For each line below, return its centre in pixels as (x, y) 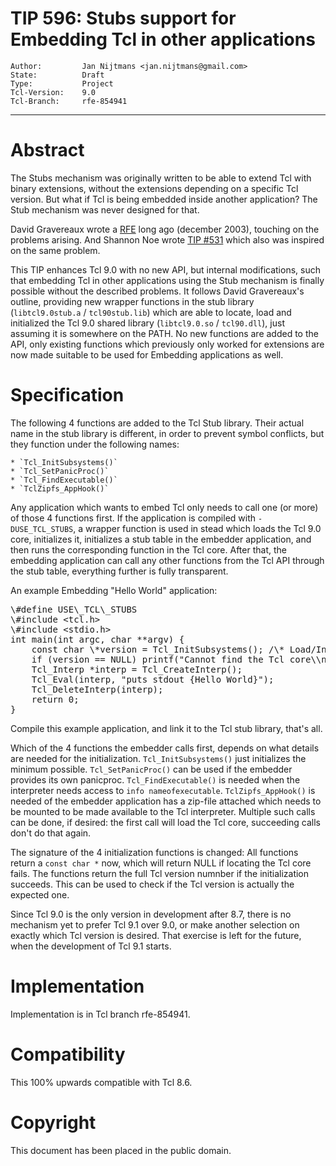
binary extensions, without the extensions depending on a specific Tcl (154, 188)
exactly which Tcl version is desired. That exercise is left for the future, (156, 935)
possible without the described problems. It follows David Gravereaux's (157, 291)
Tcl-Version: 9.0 (53, 92)
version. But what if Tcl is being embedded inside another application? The (164, 199)
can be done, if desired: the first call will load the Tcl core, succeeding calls (166, 822)
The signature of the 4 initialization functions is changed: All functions (154, 852)
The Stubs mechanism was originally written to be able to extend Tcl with (161, 178)
